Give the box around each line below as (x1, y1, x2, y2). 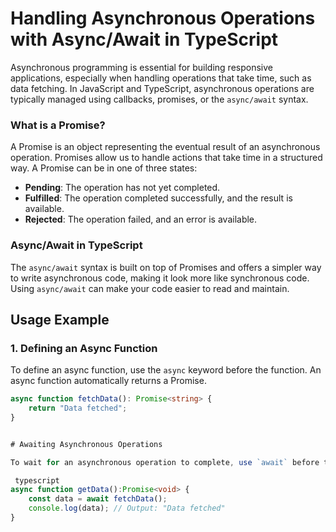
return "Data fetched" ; (28, 403, 128, 414)
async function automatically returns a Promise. (10, 375, 207, 387)
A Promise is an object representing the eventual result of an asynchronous (10, 141, 321, 153)
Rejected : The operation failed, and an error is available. (24, 213, 258, 226)
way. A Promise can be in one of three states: (10, 162, 198, 174)
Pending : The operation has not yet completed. (24, 182, 221, 194)
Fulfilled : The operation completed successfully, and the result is (24, 192, 293, 204)
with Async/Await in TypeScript (10, 28, 279, 51)
